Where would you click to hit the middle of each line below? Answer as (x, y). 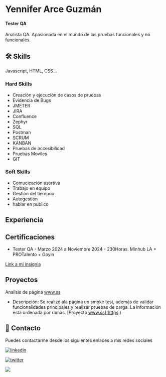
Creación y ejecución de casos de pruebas (57, 95)
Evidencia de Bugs (32, 100)
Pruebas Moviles (30, 154)
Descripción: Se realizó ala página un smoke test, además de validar (83, 302)
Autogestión (25, 199)
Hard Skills (19, 84)
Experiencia (24, 220)
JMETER (21, 105)
